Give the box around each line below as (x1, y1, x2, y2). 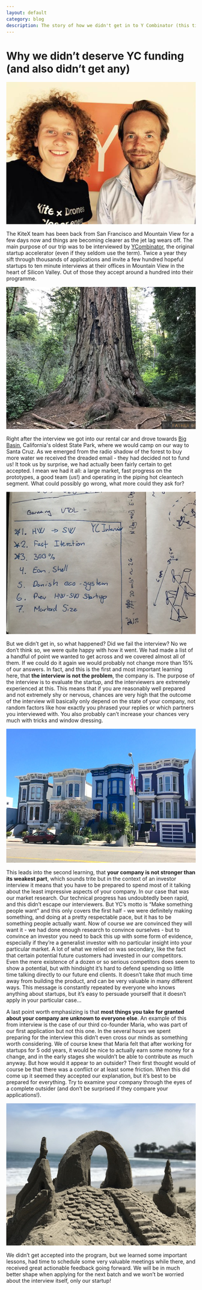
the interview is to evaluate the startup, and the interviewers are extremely (6, 679, 191, 686)
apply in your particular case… (6, 996, 82, 1004)
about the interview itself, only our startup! (6, 1277, 111, 1285)
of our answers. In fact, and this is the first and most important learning (6, 665, 183, 673)
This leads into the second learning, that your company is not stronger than (6, 869, 196, 876)
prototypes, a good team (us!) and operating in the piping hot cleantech (6, 474, 183, 481)
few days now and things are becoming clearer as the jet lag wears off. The (6, 236, 193, 244)
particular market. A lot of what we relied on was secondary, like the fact (6, 945, 186, 953)
